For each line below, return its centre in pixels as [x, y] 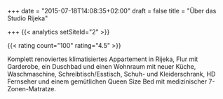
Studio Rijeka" [28, 18]
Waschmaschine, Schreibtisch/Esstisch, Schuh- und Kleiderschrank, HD [111, 74]
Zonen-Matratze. [32, 89]
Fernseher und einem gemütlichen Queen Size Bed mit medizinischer [107, 81]
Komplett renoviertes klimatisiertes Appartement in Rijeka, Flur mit [103, 59]
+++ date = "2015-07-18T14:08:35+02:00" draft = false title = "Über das [112, 11]
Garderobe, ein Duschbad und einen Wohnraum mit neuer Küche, [102, 66]
